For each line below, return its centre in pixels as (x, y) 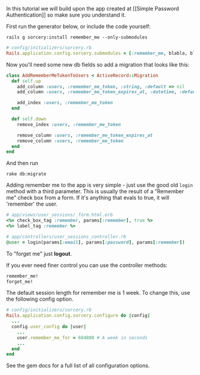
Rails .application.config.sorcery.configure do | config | (78, 316)
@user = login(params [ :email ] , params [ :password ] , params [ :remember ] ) (96, 242)
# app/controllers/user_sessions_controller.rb (66, 237)
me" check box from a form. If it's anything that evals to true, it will (88, 198)
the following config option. (40, 299)
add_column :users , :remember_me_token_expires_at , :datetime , (97, 92)
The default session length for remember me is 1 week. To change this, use (98, 293)
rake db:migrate (26, 174)
